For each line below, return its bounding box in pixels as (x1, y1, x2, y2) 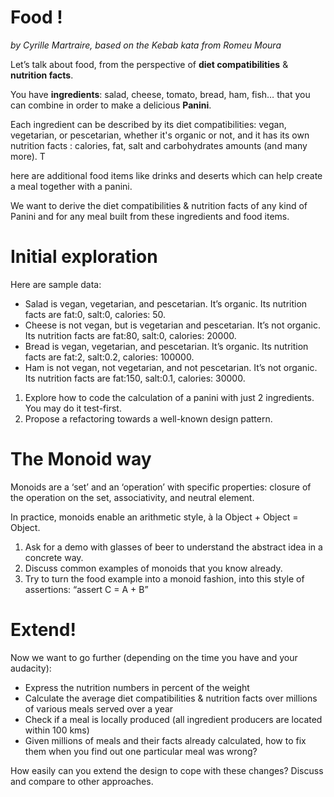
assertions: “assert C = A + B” (24, 583, 149, 595)
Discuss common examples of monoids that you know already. (24, 562, 283, 574)
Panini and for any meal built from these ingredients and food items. (10, 210, 290, 222)
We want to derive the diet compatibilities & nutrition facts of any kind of (10, 199, 308, 211)
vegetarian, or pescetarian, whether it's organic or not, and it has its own (10, 129, 310, 141)
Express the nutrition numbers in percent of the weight (24, 681, 250, 693)
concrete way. (24, 551, 84, 563)
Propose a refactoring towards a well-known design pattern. (24, 412, 273, 425)
